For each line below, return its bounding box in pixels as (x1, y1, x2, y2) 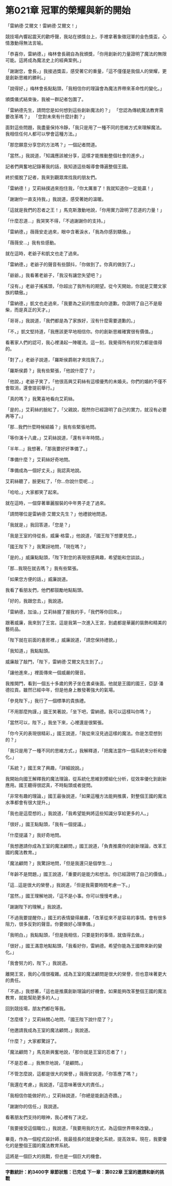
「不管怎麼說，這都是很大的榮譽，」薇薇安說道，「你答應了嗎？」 (5, 1070, 140, 1076)
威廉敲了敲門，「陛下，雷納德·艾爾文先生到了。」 (5, 658, 106, 664)
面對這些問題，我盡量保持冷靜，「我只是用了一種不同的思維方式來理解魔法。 (5, 124, 165, 131)
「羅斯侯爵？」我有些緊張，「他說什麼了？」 (5, 367, 97, 374)
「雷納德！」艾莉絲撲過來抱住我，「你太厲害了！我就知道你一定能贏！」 (5, 185, 156, 191)
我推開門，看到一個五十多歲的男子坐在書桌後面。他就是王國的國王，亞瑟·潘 (5, 680, 164, 686)
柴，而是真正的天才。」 (5, 307, 53, 313)
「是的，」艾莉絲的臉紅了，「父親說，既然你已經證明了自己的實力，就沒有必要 (5, 406, 167, 413)
